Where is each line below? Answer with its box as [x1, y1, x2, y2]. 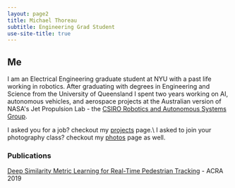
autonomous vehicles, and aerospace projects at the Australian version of [7, 97, 222, 106]
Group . [7, 112, 28, 120]
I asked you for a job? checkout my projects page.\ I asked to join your [7, 126, 212, 134]
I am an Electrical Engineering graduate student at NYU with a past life [7, 75, 212, 83]
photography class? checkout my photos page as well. [7, 133, 166, 142]
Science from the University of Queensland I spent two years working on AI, [7, 89, 229, 99]
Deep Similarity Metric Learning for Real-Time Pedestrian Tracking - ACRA [7, 167, 224, 175]
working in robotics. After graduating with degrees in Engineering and [7, 82, 210, 91]
